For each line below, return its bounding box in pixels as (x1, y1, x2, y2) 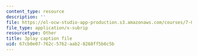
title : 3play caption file (6, 36, 72, 41)
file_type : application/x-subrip (6, 24, 88, 31)
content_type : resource (6, 8, 65, 15)
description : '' (6, 14, 46, 20)
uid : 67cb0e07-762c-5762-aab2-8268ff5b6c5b (6, 41, 115, 47)
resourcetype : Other (6, 30, 57, 36)
